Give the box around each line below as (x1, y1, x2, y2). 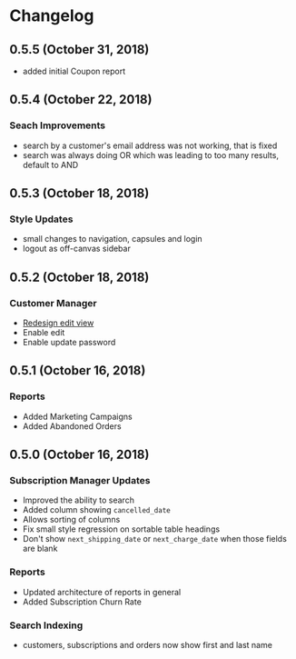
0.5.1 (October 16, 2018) (9, 363, 146, 378)
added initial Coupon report (22, 65, 125, 76)
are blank (22, 543, 58, 554)
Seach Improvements (9, 119, 106, 132)
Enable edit (22, 327, 65, 338)
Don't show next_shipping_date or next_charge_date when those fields (22, 534, 288, 544)
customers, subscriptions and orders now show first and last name (22, 640, 272, 651)
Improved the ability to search (22, 494, 134, 505)
